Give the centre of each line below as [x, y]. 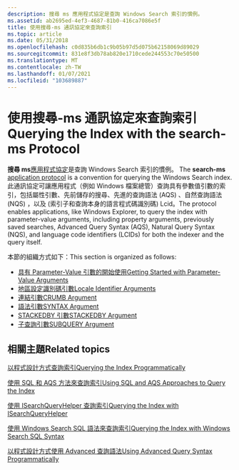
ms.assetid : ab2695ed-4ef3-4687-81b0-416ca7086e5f [84, 21]
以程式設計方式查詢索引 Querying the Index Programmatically [96, 368]
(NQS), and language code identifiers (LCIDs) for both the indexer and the [116, 235]
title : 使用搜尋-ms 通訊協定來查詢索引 [60, 27]
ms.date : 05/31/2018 [38, 41]
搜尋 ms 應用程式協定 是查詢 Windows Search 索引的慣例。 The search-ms [117, 169]
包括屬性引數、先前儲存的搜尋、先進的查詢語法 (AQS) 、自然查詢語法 [121, 195]
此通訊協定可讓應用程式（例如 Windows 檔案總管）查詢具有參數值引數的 [113, 186]
